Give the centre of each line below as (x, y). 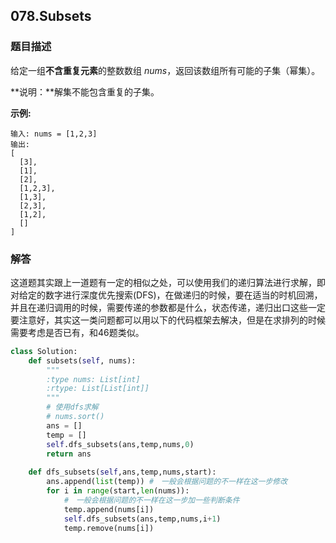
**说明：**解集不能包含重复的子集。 (85, 91)
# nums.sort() (75, 417)
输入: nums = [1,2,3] (54, 134)
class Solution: (44, 351)
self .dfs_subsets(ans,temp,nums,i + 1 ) (142, 519)
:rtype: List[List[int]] (98, 389)
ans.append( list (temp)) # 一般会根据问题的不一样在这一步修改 (167, 482)
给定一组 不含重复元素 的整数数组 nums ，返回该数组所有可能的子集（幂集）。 (165, 70)
